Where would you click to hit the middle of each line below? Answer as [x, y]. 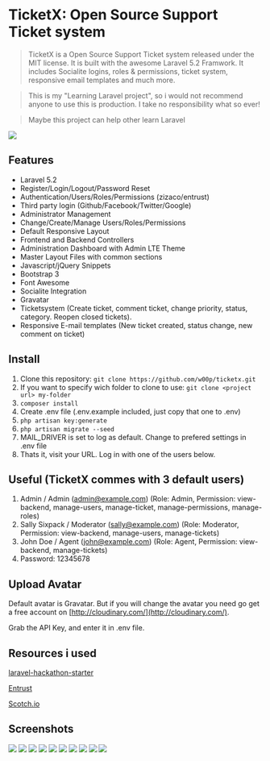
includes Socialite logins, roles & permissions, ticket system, [128, 71]
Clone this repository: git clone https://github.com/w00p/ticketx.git [138, 378]
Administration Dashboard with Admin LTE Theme [102, 248]
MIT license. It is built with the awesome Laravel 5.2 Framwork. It [136, 63]
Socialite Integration [53, 291]
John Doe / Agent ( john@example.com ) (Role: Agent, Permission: [129, 542]
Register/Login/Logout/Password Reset [85, 188]
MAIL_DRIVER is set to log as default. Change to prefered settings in [133, 437]
